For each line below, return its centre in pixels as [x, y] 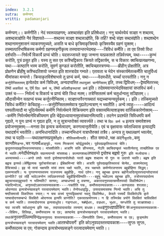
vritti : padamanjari [27, 19]
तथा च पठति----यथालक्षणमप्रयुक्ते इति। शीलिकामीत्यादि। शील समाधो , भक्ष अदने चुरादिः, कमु [72, 138]
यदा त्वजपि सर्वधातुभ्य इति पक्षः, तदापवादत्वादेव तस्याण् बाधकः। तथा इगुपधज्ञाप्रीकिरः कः [68, 207]
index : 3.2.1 [20, 10]
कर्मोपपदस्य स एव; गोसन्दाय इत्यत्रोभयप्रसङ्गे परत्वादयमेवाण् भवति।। [57, 228]
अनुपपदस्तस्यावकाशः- [145, 208]
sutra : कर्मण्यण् [19, 14]
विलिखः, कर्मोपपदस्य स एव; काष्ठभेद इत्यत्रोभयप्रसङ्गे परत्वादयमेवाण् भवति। [76, 212]
